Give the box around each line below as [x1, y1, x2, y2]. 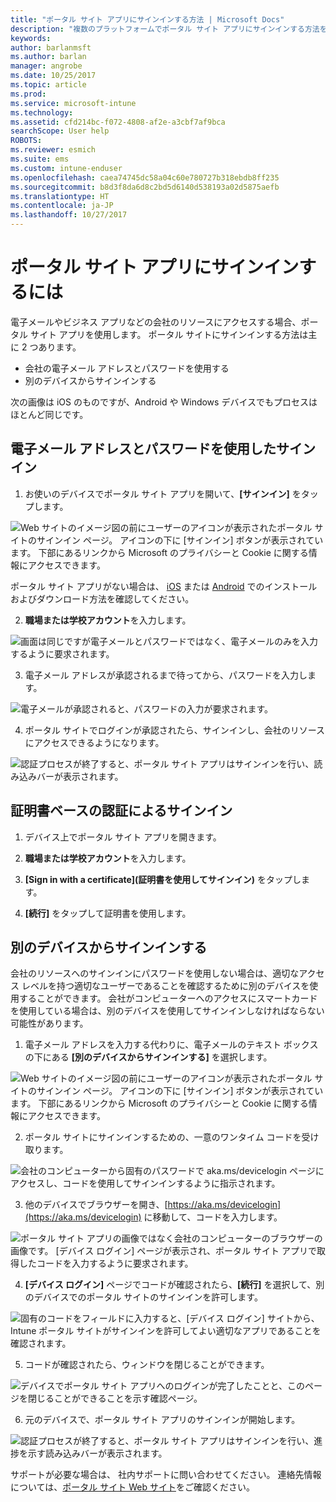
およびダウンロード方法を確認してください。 [10, 592, 195, 605]
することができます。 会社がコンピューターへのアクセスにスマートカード [18, 992, 318, 1005]
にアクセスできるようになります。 [24, 736, 165, 748]
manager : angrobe [10, 61, 83, 71]
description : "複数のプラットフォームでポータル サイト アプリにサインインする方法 [10, 24, 320, 34]
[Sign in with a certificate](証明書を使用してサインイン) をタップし [24, 873, 302, 885]
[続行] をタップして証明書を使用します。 [24, 907, 192, 919]
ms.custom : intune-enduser [10, 163, 123, 173]
